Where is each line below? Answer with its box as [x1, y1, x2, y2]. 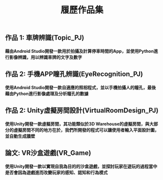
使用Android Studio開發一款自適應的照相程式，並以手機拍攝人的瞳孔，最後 [5, 84, 156, 90]
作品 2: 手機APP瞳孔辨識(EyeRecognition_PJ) [5, 70, 143, 78]
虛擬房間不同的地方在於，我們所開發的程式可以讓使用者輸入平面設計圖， [13, 127, 159, 133]
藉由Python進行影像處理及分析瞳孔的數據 [5, 90, 89, 96]
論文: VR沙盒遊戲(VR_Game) [5, 149, 91, 157]
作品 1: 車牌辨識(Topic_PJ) [5, 34, 84, 42]
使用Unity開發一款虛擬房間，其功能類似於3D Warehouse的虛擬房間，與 [5, 121, 150, 127]
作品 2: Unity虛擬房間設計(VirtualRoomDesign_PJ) [5, 106, 159, 115]
